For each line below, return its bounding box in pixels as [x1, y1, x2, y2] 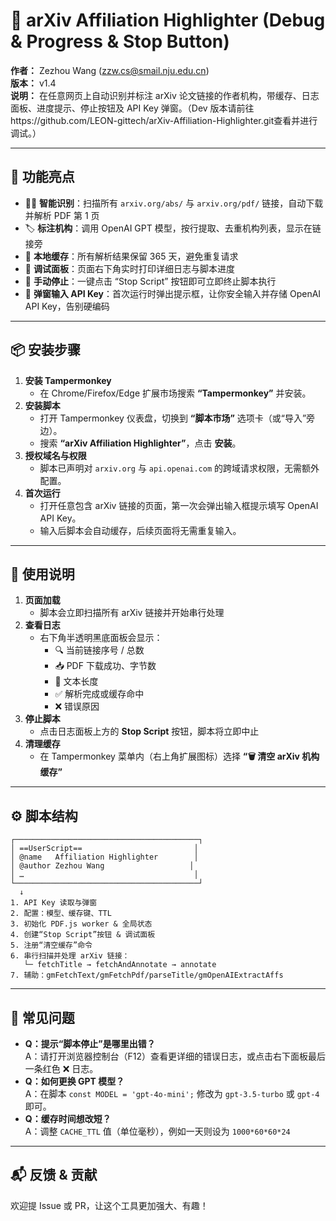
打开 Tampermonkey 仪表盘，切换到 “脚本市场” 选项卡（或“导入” [39, 412, 307, 424]
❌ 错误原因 [54, 700, 100, 713]
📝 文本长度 [54, 675, 99, 688]
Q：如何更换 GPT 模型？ [24, 1075, 125, 1087]
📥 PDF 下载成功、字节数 [54, 660, 157, 672]
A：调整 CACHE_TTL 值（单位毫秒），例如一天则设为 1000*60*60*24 [24, 1125, 291, 1137]
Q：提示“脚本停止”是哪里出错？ [24, 1038, 156, 1049]
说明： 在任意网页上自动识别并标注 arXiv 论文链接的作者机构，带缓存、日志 [10, 89, 320, 101]
